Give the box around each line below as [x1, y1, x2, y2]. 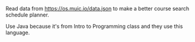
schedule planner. [5, 11, 50, 18]
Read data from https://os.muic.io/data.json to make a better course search [5, 5, 190, 12]
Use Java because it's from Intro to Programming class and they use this [5, 23, 183, 30]
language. [5, 29, 30, 36]
